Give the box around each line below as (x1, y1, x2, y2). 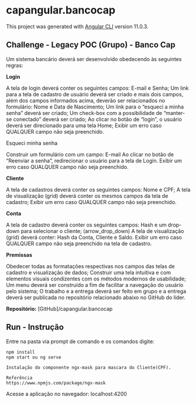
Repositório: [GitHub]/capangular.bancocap (6, 305, 113, 312)
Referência (6, 375, 33, 381)
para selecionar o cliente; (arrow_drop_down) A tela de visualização (20, 227, 184, 235)
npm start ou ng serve (6, 354, 61, 360)
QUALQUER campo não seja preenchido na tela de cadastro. (6, 240, 152, 247)
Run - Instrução (6, 322, 64, 332)
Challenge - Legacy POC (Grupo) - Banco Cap (6, 40, 176, 50)
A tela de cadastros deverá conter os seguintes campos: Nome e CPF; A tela (6, 186, 191, 193)
